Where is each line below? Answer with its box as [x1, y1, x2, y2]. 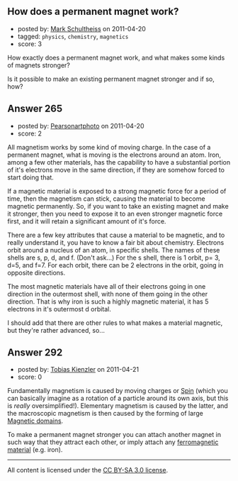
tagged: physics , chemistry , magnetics [17, 32, 129, 40]
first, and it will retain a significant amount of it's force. [7, 216, 166, 226]
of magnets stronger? [7, 60, 71, 70]
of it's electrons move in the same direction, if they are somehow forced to [7, 165, 225, 174]
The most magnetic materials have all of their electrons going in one [7, 282, 206, 290]
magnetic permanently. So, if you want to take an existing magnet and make [7, 201, 229, 210]
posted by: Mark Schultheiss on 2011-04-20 [17, 24, 147, 33]
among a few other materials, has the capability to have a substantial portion [7, 157, 231, 166]
